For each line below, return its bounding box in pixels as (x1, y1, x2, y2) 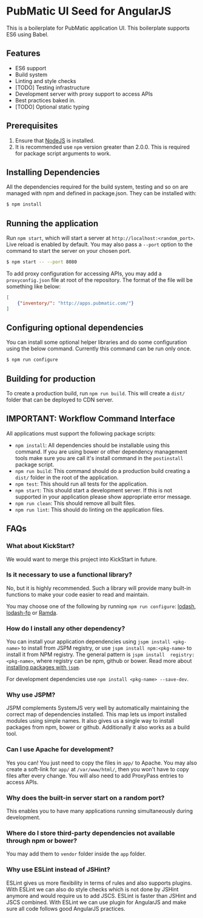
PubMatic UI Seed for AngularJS (6, 4, 171, 18)
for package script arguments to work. (15, 150, 111, 157)
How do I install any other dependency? (6, 624, 125, 632)
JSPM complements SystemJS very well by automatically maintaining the (6, 705, 189, 712)
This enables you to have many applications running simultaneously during (6, 808, 193, 815)
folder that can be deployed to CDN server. (6, 396, 114, 404)
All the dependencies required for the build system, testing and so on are (6, 183, 188, 190)
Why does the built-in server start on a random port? (6, 793, 165, 802)
